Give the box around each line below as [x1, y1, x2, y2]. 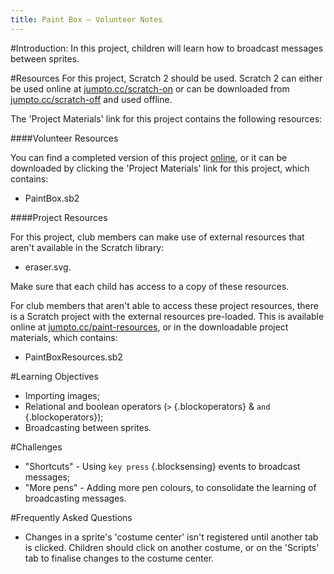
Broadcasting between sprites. [24, 421, 152, 433]
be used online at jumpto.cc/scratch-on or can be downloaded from [10, 82, 290, 95]
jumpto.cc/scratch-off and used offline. [10, 93, 173, 105]
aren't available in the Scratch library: [10, 241, 165, 253]
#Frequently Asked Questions [10, 511, 133, 523]
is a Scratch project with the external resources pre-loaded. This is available [10, 310, 325, 322]
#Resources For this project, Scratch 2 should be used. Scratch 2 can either [10, 72, 323, 84]
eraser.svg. [24, 261, 72, 273]
